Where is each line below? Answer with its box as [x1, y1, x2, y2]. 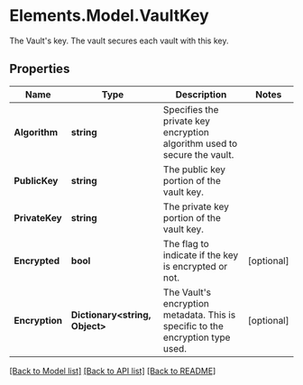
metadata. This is [162, 308, 236, 321]
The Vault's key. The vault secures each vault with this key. [9, 35, 229, 46]
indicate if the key [162, 249, 239, 261]
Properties [9, 61, 70, 77]
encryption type [162, 331, 231, 344]
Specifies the [162, 103, 219, 115]
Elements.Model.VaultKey [9, 5, 209, 26]
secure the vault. [162, 148, 234, 160]
